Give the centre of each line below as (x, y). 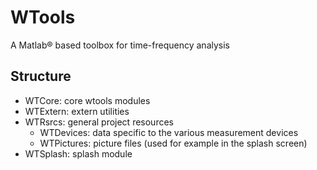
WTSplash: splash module (78, 153)
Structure (41, 76)
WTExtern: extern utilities (77, 111)
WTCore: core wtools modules (87, 100)
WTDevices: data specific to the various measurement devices (169, 132)
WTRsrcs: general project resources (99, 122)
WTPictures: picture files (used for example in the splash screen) (173, 143)
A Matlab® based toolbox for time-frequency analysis (120, 45)
